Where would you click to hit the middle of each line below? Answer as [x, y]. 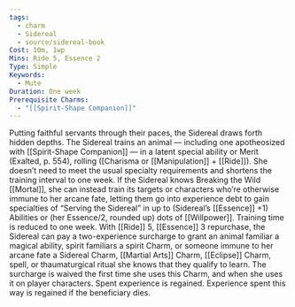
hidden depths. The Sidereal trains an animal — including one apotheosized [147, 142]
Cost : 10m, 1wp [37, 50]
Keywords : [27, 75]
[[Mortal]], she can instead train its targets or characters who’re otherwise [144, 189]
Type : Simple [33, 67]
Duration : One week [45, 91]
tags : [19, 17]
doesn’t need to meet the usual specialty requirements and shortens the [141, 171]
